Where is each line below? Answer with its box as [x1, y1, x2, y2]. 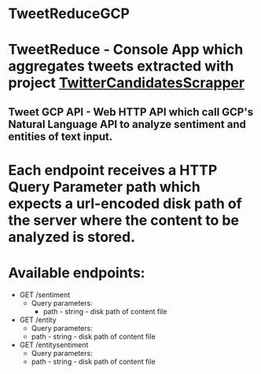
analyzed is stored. [8, 228, 136, 246]
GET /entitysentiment [19, 339, 89, 350]
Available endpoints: [8, 264, 145, 282]
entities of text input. [8, 130, 113, 143]
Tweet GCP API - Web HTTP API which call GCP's [8, 105, 254, 119]
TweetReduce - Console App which [8, 41, 244, 59]
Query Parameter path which [8, 178, 200, 196]
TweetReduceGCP [8, 5, 130, 23]
